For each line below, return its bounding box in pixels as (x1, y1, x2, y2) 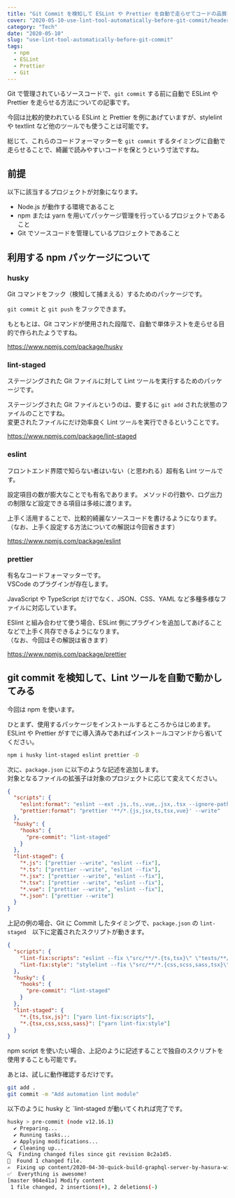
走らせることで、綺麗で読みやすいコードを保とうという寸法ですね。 (7, 145, 203, 154)
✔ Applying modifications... (13, 1138, 99, 1145)
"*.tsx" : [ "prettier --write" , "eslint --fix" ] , (20, 879, 164, 886)
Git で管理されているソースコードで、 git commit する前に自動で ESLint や (7, 89, 218, 98)
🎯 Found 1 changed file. (7, 1157, 83, 1165)
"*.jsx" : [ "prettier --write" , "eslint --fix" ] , (20, 872, 164, 879)
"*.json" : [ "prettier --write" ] (20, 892, 114, 899)
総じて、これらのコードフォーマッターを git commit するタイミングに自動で (7, 136, 226, 145)
